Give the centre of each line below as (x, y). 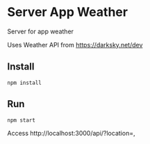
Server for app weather (41, 31)
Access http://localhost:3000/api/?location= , (71, 133)
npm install (24, 83)
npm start (22, 120)
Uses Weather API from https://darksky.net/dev (75, 45)
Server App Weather (68, 12)
